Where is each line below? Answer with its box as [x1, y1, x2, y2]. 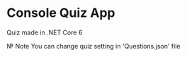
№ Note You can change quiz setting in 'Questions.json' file [6, 42, 181, 50]
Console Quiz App [6, 5, 115, 21]
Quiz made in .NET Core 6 [6, 28, 83, 37]
